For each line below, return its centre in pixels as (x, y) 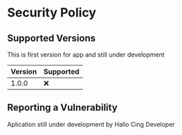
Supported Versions (51, 38)
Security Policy (52, 13)
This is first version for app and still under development (86, 54)
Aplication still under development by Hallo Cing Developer (91, 124)
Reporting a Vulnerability (62, 108)
